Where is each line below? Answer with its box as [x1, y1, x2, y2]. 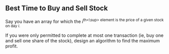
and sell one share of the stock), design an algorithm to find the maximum [5, 38, 160, 44]
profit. [5, 43, 18, 49]
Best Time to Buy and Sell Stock [5, 4, 108, 13]
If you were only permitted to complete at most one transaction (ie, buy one [5, 32, 164, 38]
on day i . [5, 24, 20, 29]
